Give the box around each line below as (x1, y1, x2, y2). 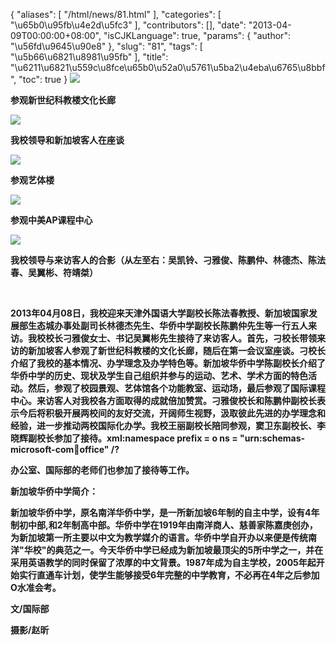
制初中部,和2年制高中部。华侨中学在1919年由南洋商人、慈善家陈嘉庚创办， (10, 519, 318, 531)
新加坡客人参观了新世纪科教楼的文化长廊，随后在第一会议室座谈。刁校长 (27, 345, 326, 356)
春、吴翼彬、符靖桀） (10, 267, 98, 278)
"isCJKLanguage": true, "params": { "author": (103, 30, 291, 41)
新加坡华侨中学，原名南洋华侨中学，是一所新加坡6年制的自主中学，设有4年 (10, 507, 320, 518)
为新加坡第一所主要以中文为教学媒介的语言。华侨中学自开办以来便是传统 (10, 532, 308, 543)
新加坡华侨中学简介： (10, 485, 98, 497)
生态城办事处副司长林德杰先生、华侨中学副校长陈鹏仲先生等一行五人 (27, 320, 308, 331)
